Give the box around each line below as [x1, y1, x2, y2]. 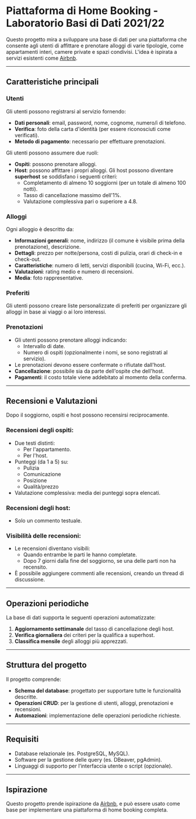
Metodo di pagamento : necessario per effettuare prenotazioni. [14, 137, 166, 144]
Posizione [23, 477, 47, 484]
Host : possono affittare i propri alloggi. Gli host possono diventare [14, 167, 174, 174]
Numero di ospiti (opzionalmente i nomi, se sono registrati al [23, 349, 168, 356]
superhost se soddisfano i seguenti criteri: [14, 173, 118, 180]
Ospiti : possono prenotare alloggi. [14, 160, 97, 167]
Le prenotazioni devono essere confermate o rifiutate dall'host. [14, 361, 166, 368]
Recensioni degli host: [6, 504, 71, 512]
